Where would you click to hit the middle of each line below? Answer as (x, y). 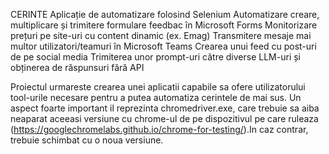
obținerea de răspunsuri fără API (77, 67)
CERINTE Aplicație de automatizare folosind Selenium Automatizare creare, (165, 14)
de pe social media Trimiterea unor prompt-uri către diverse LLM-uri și (155, 57)
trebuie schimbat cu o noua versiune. (87, 140)
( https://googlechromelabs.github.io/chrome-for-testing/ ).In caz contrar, (159, 129)
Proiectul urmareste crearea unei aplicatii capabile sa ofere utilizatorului (158, 87)
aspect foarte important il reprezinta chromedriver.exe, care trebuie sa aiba (165, 108)
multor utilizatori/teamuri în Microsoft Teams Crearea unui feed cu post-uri (163, 46)
